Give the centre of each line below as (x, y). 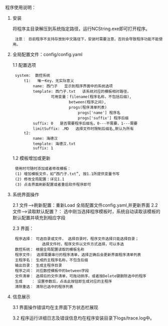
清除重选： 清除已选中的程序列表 (44, 287)
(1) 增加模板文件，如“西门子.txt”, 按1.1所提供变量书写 (67, 174)
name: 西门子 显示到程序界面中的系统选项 (73, 86)
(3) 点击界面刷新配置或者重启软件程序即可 (53, 185)
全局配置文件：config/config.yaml (47, 54)
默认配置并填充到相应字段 (39, 218)
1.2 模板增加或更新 (31, 158)
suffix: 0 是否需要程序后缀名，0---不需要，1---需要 (85, 123)
